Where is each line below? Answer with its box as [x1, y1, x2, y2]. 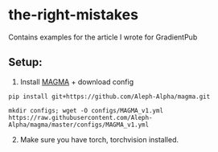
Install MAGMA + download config [19, 76, 134, 86]
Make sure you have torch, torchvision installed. [19, 134, 179, 144]
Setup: [8, 55, 43, 69]
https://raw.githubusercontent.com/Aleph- [8, 113, 153, 121]
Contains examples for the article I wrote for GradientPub [8, 32, 198, 42]
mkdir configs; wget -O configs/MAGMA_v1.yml [8, 106, 163, 114]
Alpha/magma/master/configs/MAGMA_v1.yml [8, 121, 150, 129]
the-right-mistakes [8, 6, 139, 24]
